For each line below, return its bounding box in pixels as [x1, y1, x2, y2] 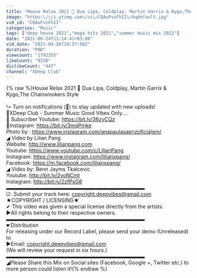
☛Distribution [6, 222, 39, 229]
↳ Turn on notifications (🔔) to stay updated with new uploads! [6, 103, 156, 110]
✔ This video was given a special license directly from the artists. [6, 203, 164, 210]
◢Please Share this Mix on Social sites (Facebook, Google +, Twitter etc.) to [6, 259, 189, 266]
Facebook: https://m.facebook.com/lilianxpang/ [6, 160, 121, 167]
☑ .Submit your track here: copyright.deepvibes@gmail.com [6, 191, 152, 198]
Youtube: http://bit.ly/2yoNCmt [6, 172, 80, 179]
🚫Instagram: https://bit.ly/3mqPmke [6, 122, 92, 129]
